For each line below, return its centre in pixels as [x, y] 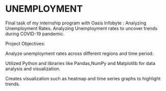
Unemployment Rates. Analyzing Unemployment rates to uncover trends [81, 28]
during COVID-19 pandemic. [35, 34]
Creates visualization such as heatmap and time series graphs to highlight [83, 78]
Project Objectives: [25, 43]
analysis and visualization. [33, 69]
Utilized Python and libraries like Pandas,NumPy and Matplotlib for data [80, 63]
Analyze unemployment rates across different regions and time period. [80, 53]
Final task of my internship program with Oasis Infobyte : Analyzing [76, 23]
